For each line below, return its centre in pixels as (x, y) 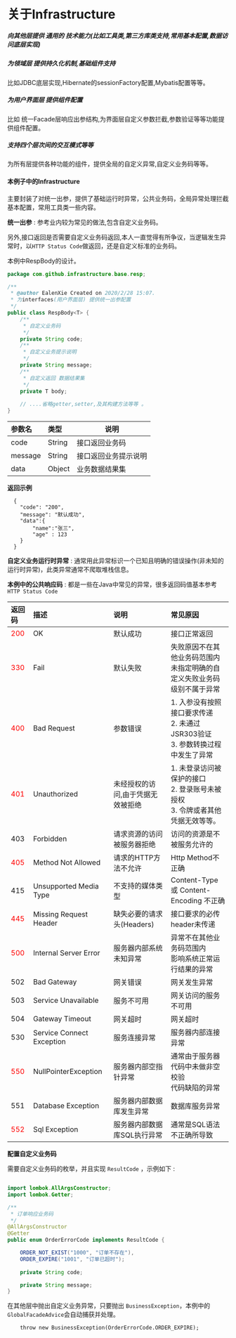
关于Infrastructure (61, 14)
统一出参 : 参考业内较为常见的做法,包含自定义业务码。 (85, 222)
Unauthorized (55, 794)
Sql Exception (55, 1129)
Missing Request (60, 914)
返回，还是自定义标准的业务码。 (135, 246)
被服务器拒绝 (135, 845)
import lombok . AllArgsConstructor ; (59, 1188)
